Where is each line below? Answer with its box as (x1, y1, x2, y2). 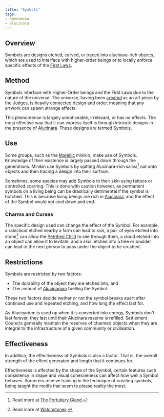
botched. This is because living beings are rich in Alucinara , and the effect (5, 194, 155, 200)
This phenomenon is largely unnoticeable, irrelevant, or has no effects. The (5, 115, 156, 120)
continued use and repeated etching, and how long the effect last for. (5, 301, 144, 306)
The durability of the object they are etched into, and (12, 280, 119, 286)
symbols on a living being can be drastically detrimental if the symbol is (5, 188, 149, 194)
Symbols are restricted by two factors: (5, 271, 82, 277)
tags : (5, 12, 16, 17)
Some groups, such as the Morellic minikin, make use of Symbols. (5, 152, 138, 158)
